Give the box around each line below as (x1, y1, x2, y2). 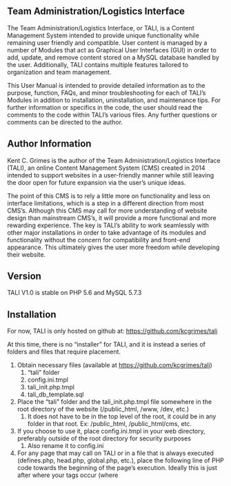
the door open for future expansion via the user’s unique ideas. (7, 178, 186, 186)
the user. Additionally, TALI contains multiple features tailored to (7, 60, 188, 68)
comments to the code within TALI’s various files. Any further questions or (7, 110, 217, 119)
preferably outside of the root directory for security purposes (17, 434, 192, 443)
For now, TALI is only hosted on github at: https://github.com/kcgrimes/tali (7, 327, 218, 336)
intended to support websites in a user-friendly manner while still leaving (7, 171, 214, 179)
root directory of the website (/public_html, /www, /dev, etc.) (17, 405, 190, 414)
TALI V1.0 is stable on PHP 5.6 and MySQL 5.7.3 (7, 289, 142, 297)
